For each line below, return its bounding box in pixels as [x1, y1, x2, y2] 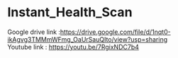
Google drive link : [7, 28, 61, 36]
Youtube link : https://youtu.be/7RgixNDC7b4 [7, 42, 140, 51]
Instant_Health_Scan [7, 4, 133, 21]
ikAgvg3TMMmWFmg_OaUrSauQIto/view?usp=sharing [7, 35, 168, 43]
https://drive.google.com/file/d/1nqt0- [60, 28, 172, 36]
